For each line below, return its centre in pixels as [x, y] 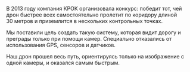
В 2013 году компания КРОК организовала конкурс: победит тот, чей [94, 9]
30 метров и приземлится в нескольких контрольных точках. [84, 21]
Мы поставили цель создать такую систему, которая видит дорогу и [94, 32]
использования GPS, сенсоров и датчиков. [61, 45]
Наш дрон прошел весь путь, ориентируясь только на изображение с [95, 56]
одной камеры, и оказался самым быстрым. [63, 63]
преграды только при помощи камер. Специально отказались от [89, 39]
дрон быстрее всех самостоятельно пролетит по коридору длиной [92, 15]
